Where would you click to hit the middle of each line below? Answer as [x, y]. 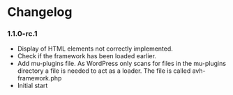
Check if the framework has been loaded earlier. [87, 56]
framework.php [39, 78]
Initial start [32, 86]
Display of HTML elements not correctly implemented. [95, 49]
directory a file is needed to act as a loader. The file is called [104, 71]
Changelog [40, 12]
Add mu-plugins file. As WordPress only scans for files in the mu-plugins [122, 64]
